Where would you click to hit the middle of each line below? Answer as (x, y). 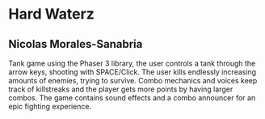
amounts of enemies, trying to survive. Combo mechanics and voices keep (133, 81)
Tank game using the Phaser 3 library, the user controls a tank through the (132, 63)
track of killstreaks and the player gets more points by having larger (121, 89)
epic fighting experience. (50, 106)
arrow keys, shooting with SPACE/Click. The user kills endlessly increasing (132, 72)
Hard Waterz (51, 14)
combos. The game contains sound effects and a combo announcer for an (132, 98)
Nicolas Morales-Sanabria (76, 44)
